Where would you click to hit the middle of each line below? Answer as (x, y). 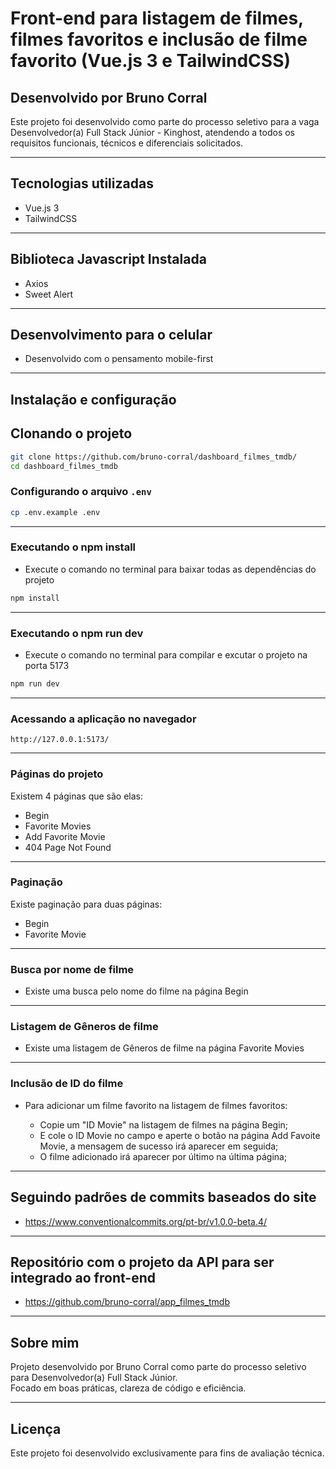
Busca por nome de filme (72, 969)
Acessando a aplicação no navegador (103, 719)
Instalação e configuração (93, 399)
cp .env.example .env (55, 512)
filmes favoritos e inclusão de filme (159, 39)
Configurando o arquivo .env (81, 492)
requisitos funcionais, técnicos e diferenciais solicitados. (127, 143)
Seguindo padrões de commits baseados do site (163, 1197)
